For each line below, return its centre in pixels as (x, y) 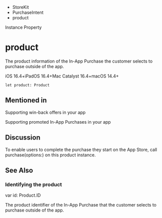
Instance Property (24, 27)
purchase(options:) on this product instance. (51, 155)
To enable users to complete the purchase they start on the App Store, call (81, 149)
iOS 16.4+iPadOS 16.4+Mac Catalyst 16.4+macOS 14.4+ (62, 76)
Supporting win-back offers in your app (45, 112)
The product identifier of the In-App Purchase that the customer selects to (81, 205)
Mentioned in (26, 101)
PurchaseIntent (28, 12)
